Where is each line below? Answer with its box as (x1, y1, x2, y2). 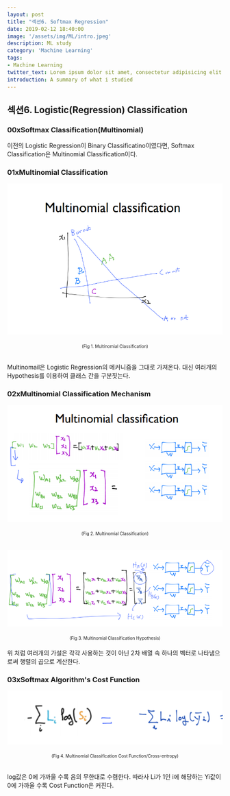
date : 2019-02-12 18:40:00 (7, 25, 84, 32)
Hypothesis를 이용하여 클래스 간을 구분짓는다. (7, 371, 131, 380)
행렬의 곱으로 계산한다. (19, 657, 81, 665)
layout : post (7, 11, 44, 18)
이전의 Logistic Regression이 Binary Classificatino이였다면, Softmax (7, 141, 195, 150)
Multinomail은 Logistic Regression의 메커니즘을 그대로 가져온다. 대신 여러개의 (7, 363, 218, 371)
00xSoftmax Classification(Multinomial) (7, 125, 144, 134)
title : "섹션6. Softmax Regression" (7, 18, 109, 25)
